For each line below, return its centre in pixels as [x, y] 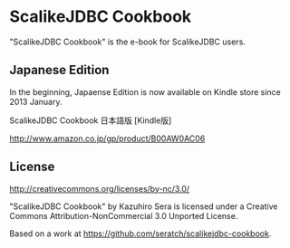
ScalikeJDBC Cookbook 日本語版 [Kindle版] [91, 120]
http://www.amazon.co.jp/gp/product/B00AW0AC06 [107, 138]
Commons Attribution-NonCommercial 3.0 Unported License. [124, 215]
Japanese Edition [59, 70]
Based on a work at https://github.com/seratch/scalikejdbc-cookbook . [140, 234]
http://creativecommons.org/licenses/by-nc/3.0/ [100, 188]
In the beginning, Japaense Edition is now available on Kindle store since [145, 91]
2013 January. [36, 101]
